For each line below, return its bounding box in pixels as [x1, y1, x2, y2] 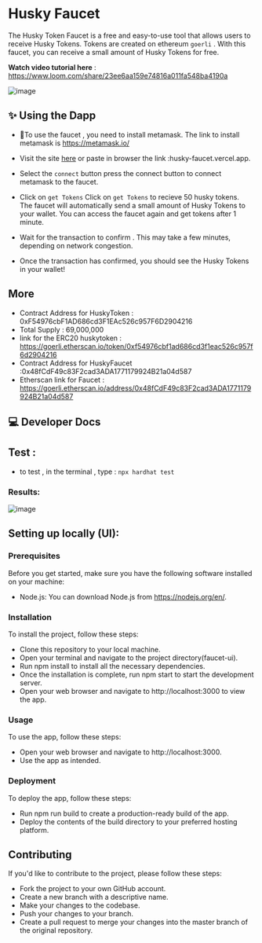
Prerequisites [8, 551, 60, 562]
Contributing [8, 848, 72, 861]
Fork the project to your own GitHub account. [19, 884, 166, 893]
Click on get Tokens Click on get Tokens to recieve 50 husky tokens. [19, 192, 239, 201]
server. [19, 678, 43, 688]
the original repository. [19, 926, 93, 935]
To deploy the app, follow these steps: [8, 793, 132, 802]
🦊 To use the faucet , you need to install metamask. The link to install [19, 130, 240, 139]
